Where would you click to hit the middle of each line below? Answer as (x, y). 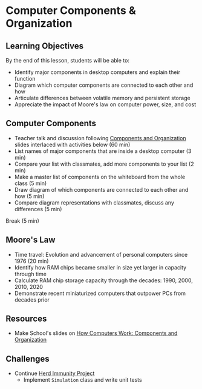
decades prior (32, 299)
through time (30, 274)
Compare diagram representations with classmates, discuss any (94, 202)
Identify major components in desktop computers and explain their (97, 72)
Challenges (28, 359)
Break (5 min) (23, 221)
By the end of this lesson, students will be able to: (67, 60)
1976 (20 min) (31, 261)
